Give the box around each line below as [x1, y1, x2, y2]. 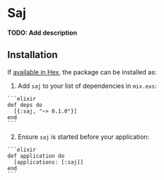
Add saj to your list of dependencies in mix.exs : [17, 81, 157, 90]
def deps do [7, 101, 42, 108]
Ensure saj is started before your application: [17, 133, 150, 141]
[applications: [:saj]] [13, 158, 83, 166]
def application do [7, 152, 65, 159]
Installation [7, 49, 58, 61]
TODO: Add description [7, 28, 78, 37]
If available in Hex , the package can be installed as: [7, 67, 157, 76]
